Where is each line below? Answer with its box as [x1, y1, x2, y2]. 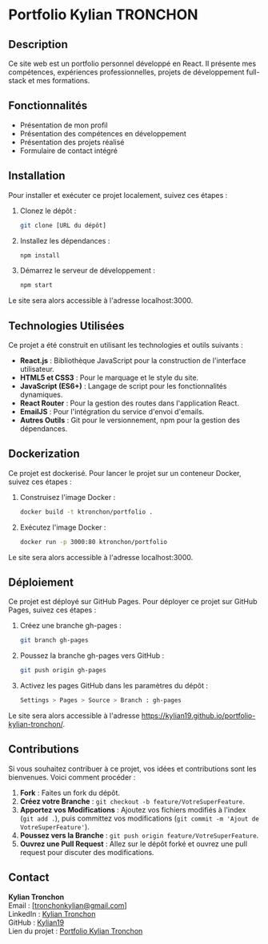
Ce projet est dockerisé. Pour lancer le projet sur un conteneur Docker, [8, 468, 242, 478]
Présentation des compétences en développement [19, 128, 186, 138]
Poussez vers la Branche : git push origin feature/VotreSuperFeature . [19, 830, 259, 840]
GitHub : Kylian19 [8, 918, 65, 927]
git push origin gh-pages [19, 667, 106, 675]
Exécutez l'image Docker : [19, 522, 106, 532]
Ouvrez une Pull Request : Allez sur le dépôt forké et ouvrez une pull [19, 839, 248, 849]
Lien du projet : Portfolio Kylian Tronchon [8, 926, 143, 935]
